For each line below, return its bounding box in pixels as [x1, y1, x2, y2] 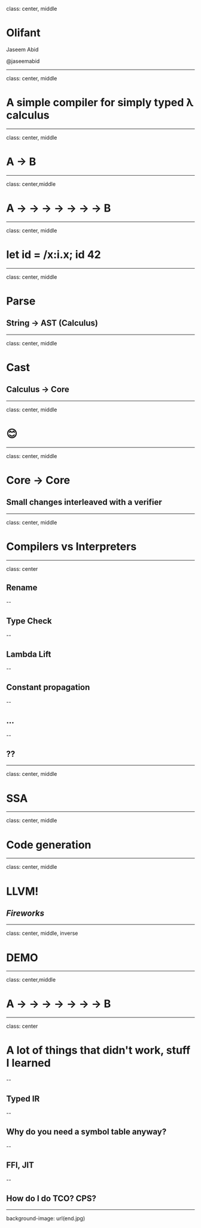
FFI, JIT [6, 1160, 35, 1170]
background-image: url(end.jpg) [6, 1215, 86, 1222]
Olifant [6, 26, 41, 40]
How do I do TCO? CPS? [6, 1193, 97, 1203]
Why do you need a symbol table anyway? [6, 1127, 167, 1137]
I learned [6, 1057, 51, 1070]
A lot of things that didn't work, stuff [6, 1043, 191, 1057]
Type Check [6, 616, 52, 626]
